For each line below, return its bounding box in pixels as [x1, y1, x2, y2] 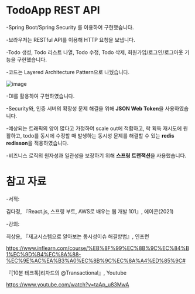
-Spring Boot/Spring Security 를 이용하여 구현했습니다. [6, 24, 134, 31]
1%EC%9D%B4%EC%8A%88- [6, 250, 81, 258]
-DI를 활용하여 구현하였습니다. [6, 92, 75, 99]
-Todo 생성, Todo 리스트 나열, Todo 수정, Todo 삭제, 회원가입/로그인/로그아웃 [6, 48, 183, 56]
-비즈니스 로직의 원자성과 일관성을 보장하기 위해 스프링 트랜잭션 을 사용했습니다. [6, 152, 187, 159]
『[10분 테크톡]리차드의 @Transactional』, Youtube [6, 269, 127, 276]
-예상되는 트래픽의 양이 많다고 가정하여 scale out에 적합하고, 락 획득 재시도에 [6, 125, 182, 132]
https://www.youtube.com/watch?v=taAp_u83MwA [6, 280, 129, 288]
